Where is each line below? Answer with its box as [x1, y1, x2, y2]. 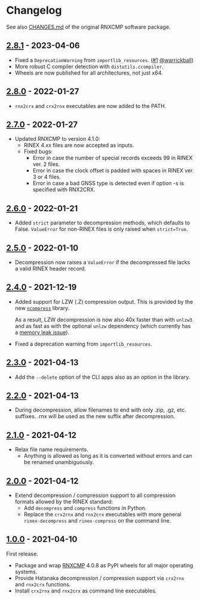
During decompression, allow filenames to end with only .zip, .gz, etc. [14, 406, 186, 413]
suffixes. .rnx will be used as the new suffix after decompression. [14, 413, 176, 420]
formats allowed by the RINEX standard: [14, 498, 113, 505]
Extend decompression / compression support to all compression [14, 492, 176, 499]
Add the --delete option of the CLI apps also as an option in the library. [14, 373, 190, 381]
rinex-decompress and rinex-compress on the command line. [23, 517, 171, 524]
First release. [6, 550, 39, 557]
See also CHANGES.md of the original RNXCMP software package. [6, 23, 171, 30]
